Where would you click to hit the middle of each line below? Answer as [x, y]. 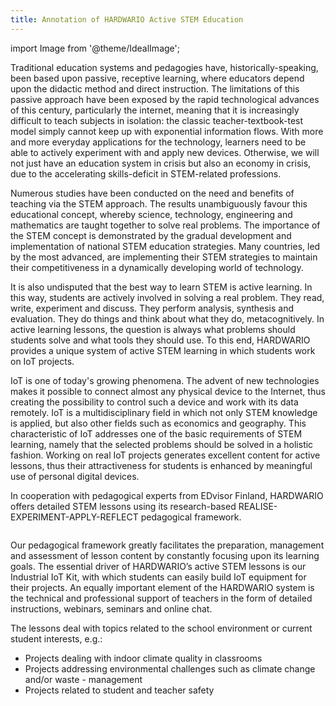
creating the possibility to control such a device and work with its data [154, 402]
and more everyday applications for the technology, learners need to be [158, 142]
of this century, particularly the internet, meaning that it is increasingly [155, 110]
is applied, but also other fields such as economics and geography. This [158, 423]
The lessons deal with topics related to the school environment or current [161, 628]
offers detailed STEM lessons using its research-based [123, 506]
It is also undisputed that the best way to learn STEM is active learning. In [161, 287]
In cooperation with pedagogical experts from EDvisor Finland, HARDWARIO [167, 495]
